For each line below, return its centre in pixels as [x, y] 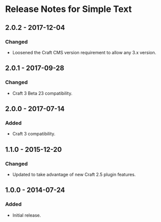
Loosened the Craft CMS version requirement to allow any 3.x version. [84, 52]
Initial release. [27, 215]
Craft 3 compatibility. [34, 134]
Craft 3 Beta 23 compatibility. [42, 93]
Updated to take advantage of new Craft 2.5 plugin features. [74, 174]
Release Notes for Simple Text [69, 9]
